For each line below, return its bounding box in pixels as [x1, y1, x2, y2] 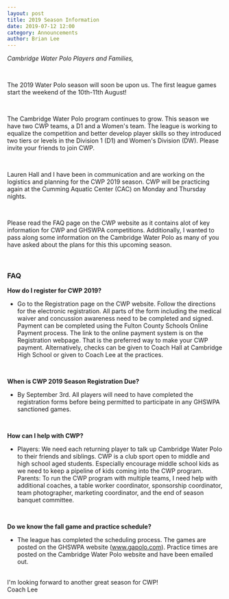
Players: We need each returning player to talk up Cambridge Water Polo [16, 445, 223, 453]
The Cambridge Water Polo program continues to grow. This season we [7, 114, 209, 123]
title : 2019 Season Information [7, 16, 99, 23]
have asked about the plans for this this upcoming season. [7, 241, 172, 249]
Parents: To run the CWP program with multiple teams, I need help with [16, 474, 218, 482]
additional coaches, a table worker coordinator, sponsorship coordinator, [16, 481, 223, 490]
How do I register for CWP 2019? [7, 286, 101, 295]
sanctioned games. [16, 405, 71, 413]
